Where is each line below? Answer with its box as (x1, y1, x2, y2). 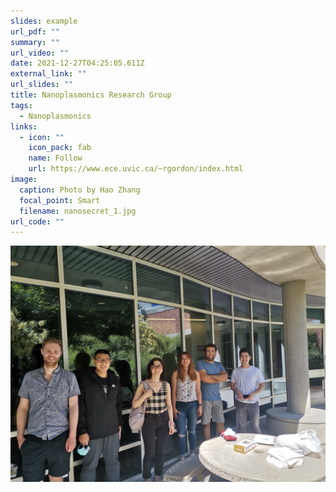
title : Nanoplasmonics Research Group (10, 90, 172, 100)
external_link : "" (10, 69, 87, 79)
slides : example (10, 16, 78, 26)
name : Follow (28, 153, 83, 164)
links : (10, 121, 38, 132)
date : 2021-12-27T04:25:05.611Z (10, 58, 145, 69)
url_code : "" (10, 216, 65, 227)
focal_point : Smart (19, 195, 101, 205)
